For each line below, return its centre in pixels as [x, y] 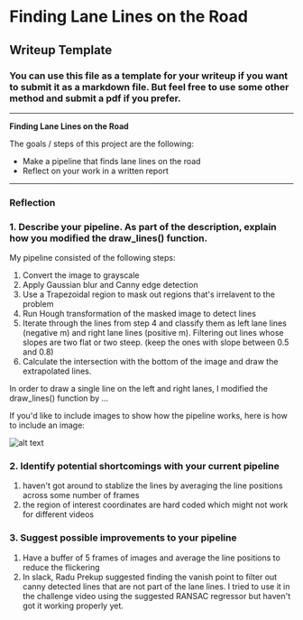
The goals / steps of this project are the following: [101, 143]
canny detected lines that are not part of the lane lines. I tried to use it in [156, 586]
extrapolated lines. [57, 371]
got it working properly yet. [73, 606]
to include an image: [47, 425]
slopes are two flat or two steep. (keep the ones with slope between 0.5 [156, 342]
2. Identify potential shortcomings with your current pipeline [144, 467]
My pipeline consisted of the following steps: [92, 258]
